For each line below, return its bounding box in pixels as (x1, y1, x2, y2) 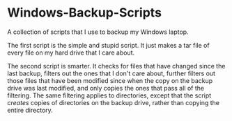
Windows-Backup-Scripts (7, 5, 162, 21)
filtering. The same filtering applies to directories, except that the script (7, 91, 212, 100)
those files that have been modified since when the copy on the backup (7, 76, 213, 84)
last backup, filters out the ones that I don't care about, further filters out (7, 69, 216, 77)
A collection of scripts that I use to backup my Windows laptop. (7, 28, 190, 36)
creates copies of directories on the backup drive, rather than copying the (7, 98, 219, 106)
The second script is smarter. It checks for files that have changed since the (7, 62, 226, 70)
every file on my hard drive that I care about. (7, 48, 135, 57)
